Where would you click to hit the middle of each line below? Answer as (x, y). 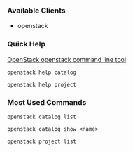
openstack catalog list (42, 117)
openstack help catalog (42, 72)
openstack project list (42, 141)
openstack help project (42, 84)
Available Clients (36, 11)
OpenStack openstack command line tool (67, 59)
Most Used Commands (47, 102)
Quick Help (27, 44)
